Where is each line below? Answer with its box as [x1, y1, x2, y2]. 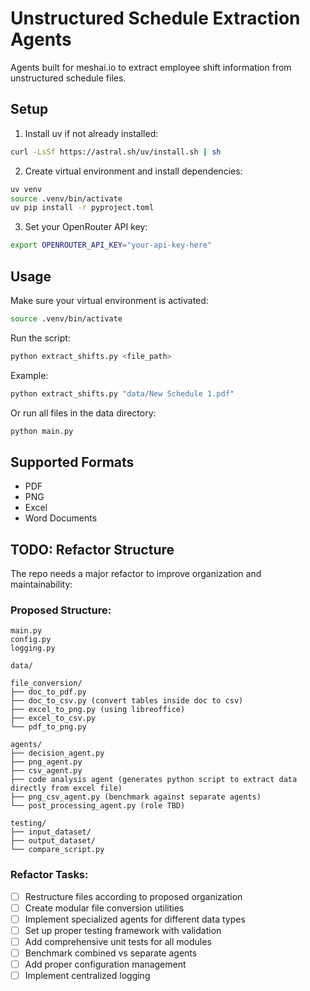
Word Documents [24, 512, 98, 524]
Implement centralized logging [24, 970, 151, 982]
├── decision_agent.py [10, 748, 105, 759]
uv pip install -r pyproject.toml [10, 203, 155, 213]
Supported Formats [10, 453, 135, 471]
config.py [10, 635, 52, 645]
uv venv [10, 184, 43, 194]
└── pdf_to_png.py [10, 722, 87, 732]
